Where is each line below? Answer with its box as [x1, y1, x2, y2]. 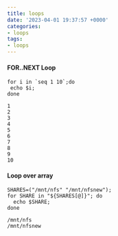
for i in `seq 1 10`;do [7, 78, 75, 86]
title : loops [7, 10, 45, 17]
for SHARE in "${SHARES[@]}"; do [7, 193, 103, 200]
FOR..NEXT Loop [7, 63, 56, 72]
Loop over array [7, 171, 54, 180]
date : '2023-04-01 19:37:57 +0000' [7, 17, 109, 23]
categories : [7, 23, 41, 30]
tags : [7, 36, 23, 43]
